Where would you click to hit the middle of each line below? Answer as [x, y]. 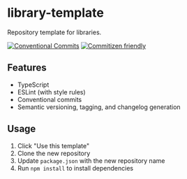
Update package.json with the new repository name [91, 160]
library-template [56, 13]
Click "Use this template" [53, 145]
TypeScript [33, 85]
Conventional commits [50, 99]
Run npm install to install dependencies [75, 168]
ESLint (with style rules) [51, 92]
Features [27, 68]
